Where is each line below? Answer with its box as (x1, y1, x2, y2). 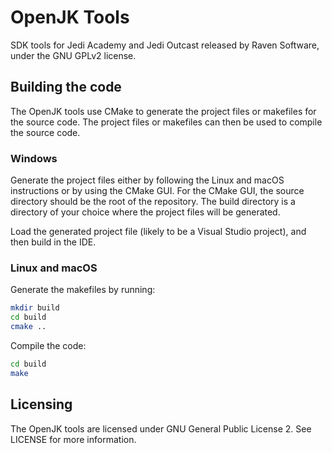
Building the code (10, 79, 122, 96)
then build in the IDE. (10, 236, 97, 248)
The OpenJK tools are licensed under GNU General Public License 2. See (10, 422, 312, 435)
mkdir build (10, 303, 60, 313)
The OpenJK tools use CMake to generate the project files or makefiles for (10, 105, 317, 117)
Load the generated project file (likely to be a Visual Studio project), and (10, 226, 307, 238)
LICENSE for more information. (10, 433, 137, 445)
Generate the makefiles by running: (10, 284, 156, 296)
